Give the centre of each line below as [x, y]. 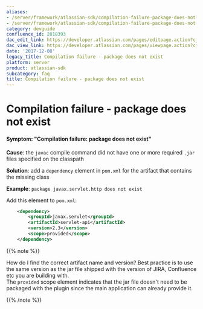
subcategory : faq [28, 74]
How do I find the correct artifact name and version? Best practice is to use [100, 263]
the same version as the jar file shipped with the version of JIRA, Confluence [101, 269]
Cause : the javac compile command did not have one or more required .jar [101, 152]
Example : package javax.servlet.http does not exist [74, 188]
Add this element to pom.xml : [42, 200]
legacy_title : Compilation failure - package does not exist [85, 57]
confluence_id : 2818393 [36, 34]
